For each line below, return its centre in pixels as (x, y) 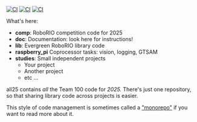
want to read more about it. (40, 114)
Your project (40, 65)
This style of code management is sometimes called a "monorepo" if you (97, 108)
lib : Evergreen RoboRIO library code (60, 46)
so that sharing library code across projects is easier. (72, 96)
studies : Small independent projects (60, 58)
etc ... (31, 78)
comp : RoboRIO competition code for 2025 (69, 33)
